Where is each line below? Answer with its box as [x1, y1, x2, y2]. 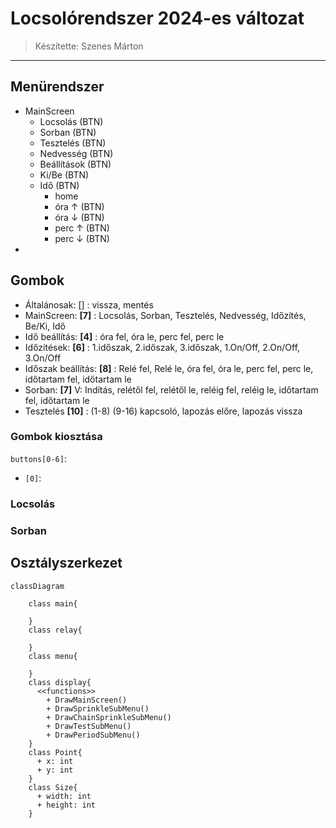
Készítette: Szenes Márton [34, 40, 144, 52]
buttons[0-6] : [10, 452, 67, 464]
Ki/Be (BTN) [39, 168, 90, 181]
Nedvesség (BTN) [39, 147, 114, 159]
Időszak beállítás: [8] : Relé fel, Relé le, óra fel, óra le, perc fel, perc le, [24, 362, 314, 374]
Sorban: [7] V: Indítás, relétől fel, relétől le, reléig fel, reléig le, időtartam [24, 383, 319, 396]
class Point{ [28, 747, 83, 757]
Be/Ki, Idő [24, 320, 66, 332]
